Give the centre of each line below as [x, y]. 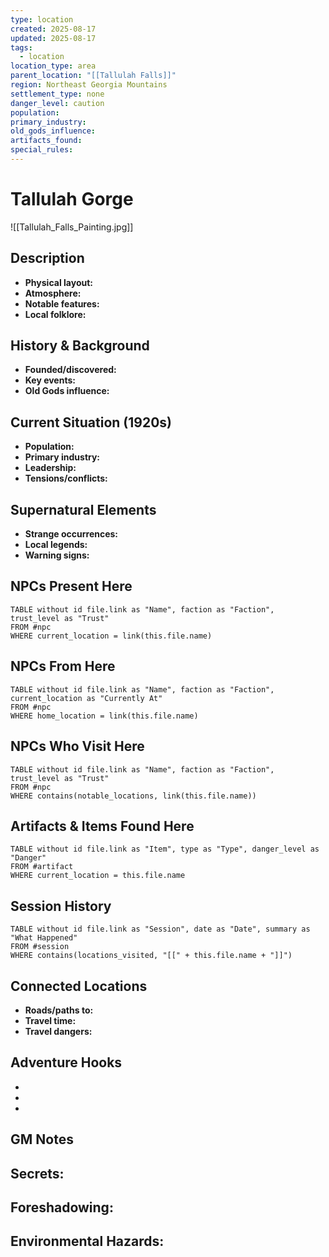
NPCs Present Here [71, 586]
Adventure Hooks [66, 1062]
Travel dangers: [58, 1031]
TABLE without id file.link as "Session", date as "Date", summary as [160, 929]
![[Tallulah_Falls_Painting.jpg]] [72, 227]
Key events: [50, 380]
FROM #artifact [42, 867]
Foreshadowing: [62, 1207]
